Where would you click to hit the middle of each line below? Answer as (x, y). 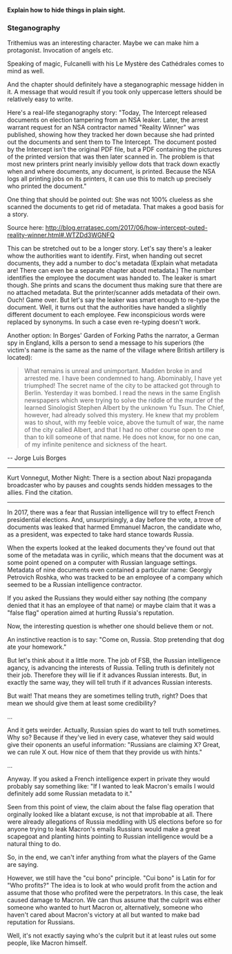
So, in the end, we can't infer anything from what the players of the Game (112, 857)
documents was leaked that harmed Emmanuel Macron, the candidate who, (115, 527)
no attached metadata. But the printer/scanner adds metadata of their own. (114, 293)
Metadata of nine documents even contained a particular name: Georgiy (109, 570)
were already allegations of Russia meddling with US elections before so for (115, 822)
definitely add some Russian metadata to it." (70, 794)
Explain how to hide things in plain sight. (66, 10)
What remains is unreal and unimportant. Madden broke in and (113, 371)
